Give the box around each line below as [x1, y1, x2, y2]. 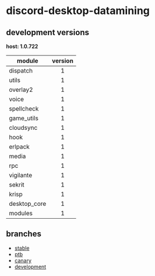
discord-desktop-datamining [6, 4, 150, 18]
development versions [6, 27, 89, 37]
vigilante [9, 171, 33, 179]
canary [14, 257, 32, 264]
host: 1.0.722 [6, 43, 38, 50]
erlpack [9, 143, 30, 150]
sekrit [9, 181, 24, 188]
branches [6, 229, 42, 239]
